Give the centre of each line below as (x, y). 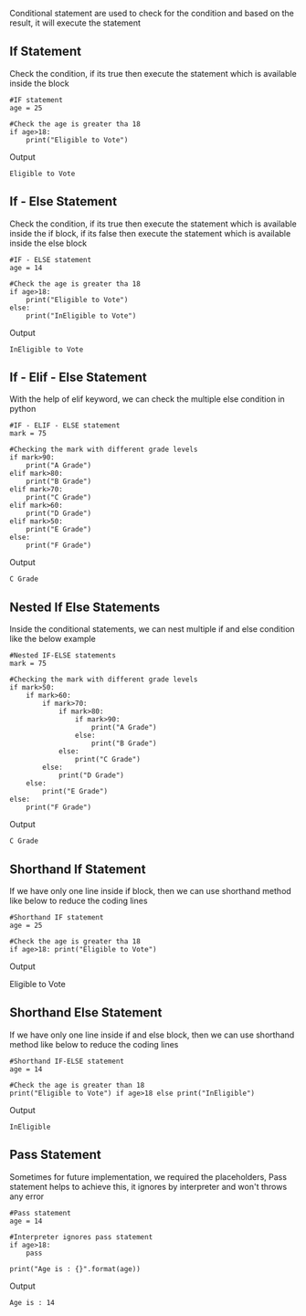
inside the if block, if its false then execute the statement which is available (150, 233)
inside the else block (48, 243)
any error (27, 1196)
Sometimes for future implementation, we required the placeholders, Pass (148, 1176)
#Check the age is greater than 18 (77, 1085)
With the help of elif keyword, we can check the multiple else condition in (147, 399)
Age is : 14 (32, 1302)
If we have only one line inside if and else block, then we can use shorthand (152, 1035)
